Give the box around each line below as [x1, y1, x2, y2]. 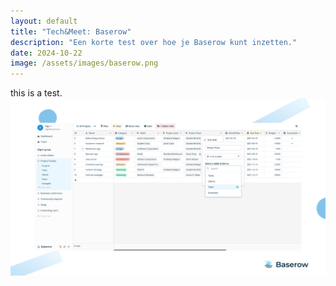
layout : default [10, 16, 78, 26]
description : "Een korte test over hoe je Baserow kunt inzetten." [10, 37, 298, 47]
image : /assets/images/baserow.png [10, 58, 159, 69]
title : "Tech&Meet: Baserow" [10, 26, 132, 37]
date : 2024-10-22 [10, 48, 83, 58]
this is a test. [10, 87, 63, 99]
